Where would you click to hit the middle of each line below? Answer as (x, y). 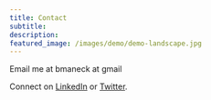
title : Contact (38, 18)
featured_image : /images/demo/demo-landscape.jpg (106, 43)
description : (34, 35)
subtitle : (28, 26)
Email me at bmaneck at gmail (66, 69)
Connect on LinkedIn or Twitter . (69, 86)
